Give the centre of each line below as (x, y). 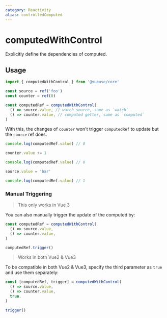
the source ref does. (26, 134)
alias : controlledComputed (34, 15)
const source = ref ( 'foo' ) (34, 91)
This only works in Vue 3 (44, 205)
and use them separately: (32, 273)
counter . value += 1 (26, 153)
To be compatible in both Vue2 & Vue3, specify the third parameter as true (84, 267)
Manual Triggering (29, 193)
